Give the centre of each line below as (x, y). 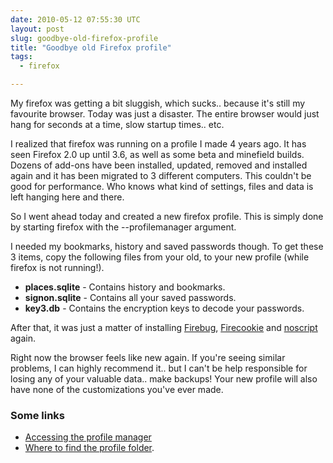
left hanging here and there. (67, 197)
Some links (37, 415)
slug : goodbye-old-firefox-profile (84, 38)
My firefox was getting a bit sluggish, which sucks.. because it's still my (158, 103)
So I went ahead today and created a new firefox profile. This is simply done (167, 216)
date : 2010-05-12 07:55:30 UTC (75, 19)
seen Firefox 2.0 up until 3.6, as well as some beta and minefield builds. (157, 154)
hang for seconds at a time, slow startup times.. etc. (117, 124)
